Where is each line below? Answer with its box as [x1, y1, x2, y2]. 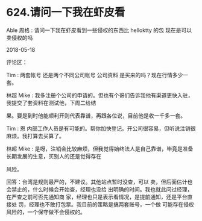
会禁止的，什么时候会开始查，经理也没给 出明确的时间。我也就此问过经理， [6, 185, 193, 193]
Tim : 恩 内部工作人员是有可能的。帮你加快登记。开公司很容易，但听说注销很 [6, 125, 196, 132]
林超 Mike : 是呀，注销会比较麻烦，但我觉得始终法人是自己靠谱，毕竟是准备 [6, 145, 194, 152]
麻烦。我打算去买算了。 [6, 132, 65, 139]
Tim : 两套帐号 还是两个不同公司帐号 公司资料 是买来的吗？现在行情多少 [6, 71, 183, 78]
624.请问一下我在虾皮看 [6, 5, 125, 19]
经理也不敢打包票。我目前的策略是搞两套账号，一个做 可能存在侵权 [28, 201, 194, 208]
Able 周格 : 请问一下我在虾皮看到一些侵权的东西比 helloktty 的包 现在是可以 [6, 26, 192, 34]
